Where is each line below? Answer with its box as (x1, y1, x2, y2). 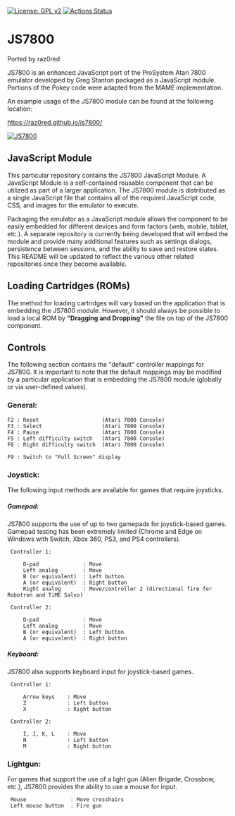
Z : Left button (23, 699, 109, 707)
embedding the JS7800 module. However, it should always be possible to (7, 306, 220, 315)
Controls (7, 341, 46, 353)
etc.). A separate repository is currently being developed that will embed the (7, 229, 229, 238)
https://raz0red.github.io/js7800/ (7, 118, 103, 126)
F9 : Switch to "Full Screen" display (7, 453, 121, 461)
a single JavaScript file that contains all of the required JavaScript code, (7, 193, 217, 202)
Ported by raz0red (7, 54, 61, 63)
